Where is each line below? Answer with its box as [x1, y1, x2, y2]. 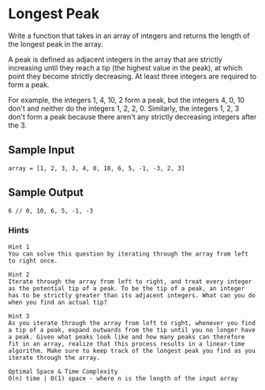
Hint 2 [8, 271, 30, 278]
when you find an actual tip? [8, 298, 108, 306]
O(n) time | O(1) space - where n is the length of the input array [8, 374, 238, 382]
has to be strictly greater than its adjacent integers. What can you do [8, 291, 256, 299]
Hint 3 [8, 312, 30, 320]
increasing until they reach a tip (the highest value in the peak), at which [8, 62, 243, 72]
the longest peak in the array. [8, 39, 104, 48]
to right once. [8, 256, 58, 265]
